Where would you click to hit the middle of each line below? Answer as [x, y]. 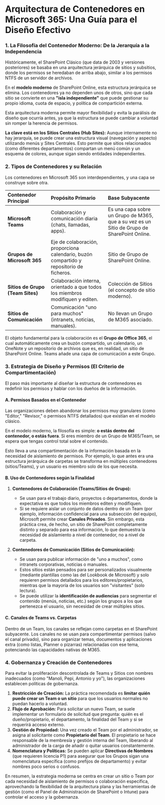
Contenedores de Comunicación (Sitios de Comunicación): [73, 550]
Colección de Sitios [130, 283]
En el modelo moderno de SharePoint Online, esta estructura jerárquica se [81, 88]
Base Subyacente [129, 198]
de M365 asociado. [130, 319]
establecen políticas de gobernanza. [42, 683]
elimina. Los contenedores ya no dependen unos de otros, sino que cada [79, 93]
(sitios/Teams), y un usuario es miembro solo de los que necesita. [72, 466]
